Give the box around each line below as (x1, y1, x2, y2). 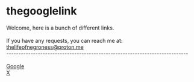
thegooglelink (6, 4, 77, 18)
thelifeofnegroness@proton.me (6, 43, 84, 51)
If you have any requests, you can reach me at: (6, 37, 123, 44)
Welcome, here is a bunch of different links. (6, 24, 114, 31)
